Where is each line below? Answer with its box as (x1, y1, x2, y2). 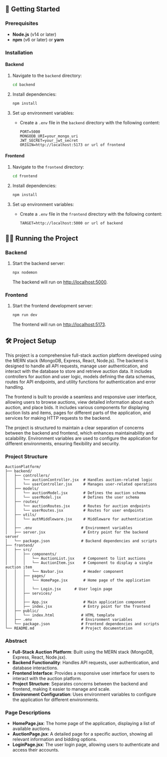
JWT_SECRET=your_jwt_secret (19, 138, 78, 143)
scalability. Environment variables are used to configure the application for (5, 435, 158, 442)
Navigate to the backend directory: (12, 72, 82, 78)
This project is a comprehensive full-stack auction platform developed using (5, 352, 162, 358)
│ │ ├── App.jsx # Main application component (5, 600, 146, 605)
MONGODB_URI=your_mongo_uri (19, 133, 78, 139)
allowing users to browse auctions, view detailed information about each (5, 399, 154, 405)
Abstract (5, 637, 27, 644)
